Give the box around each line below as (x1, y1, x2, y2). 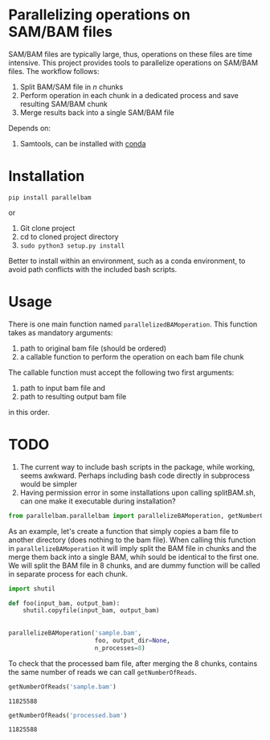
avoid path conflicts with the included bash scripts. (8, 264, 178, 274)
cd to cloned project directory (19, 232, 119, 241)
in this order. (8, 407, 50, 417)
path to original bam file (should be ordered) (19, 343, 167, 353)
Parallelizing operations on (8, 6, 190, 24)
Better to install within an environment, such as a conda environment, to (8, 256, 246, 265)
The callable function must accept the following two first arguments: (8, 368, 235, 377)
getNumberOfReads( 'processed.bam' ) (8, 711, 128, 719)
